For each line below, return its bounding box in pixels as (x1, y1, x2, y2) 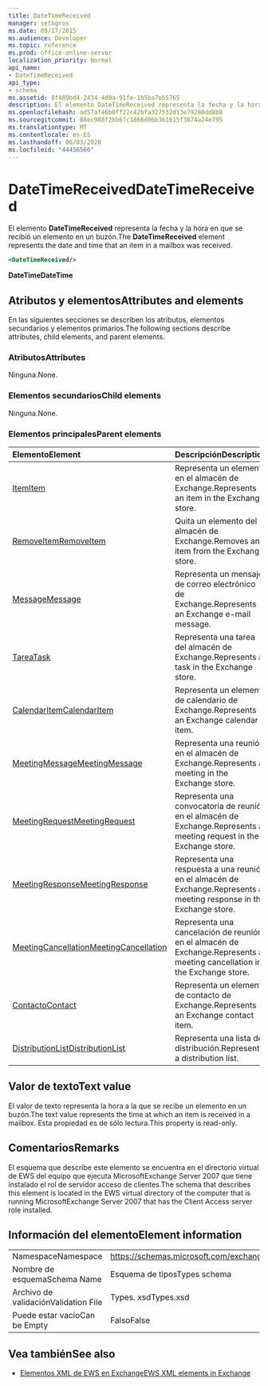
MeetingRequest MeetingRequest (12, 815, 136, 827)
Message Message (12, 593, 81, 604)
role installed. (8, 1205, 53, 1215)
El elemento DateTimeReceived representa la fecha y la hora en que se (8, 223, 243, 233)
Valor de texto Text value (8, 1080, 132, 1093)
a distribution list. (174, 1052, 239, 1064)
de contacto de (174, 989, 232, 1000)
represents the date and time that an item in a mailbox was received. (8, 241, 233, 250)
